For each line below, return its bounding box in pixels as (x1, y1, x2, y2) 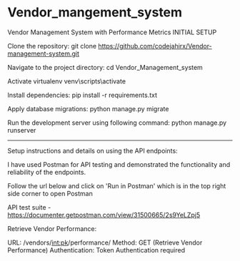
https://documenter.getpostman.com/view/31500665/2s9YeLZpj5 (7, 210, 201, 219)
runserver (7, 126, 36, 134)
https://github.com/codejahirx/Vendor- (98, 41, 212, 50)
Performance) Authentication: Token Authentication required (7, 245, 186, 254)
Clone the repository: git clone (7, 41, 97, 50)
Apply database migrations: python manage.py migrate (7, 104, 169, 113)
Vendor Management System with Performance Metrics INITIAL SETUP (7, 28, 217, 36)
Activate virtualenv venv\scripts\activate (7, 76, 126, 86)
